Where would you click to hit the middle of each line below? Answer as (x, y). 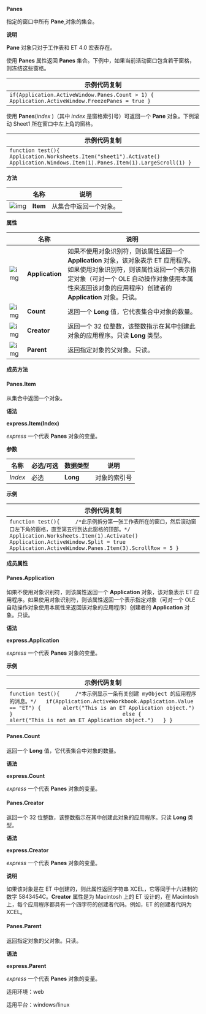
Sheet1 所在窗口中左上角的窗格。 (55, 124)
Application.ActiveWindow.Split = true (67, 542)
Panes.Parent (24, 926)
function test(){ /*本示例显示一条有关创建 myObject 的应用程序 (103, 694)
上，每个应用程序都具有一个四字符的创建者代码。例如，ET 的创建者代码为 (99, 904)
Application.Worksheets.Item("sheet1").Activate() (85, 157)
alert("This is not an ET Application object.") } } (91, 720)
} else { (75, 714)
